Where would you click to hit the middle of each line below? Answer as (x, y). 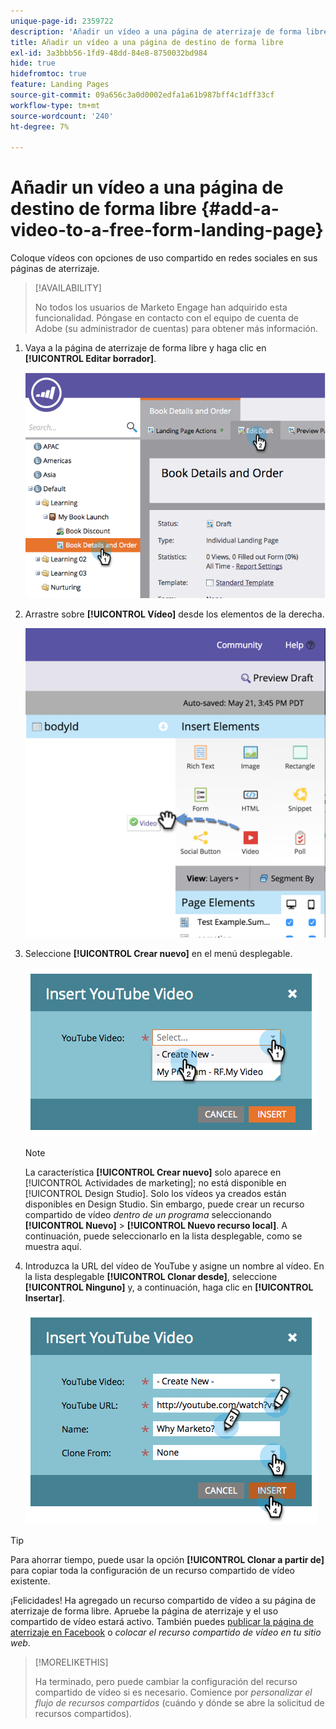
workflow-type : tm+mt (55, 105)
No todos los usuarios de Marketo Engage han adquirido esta (161, 307)
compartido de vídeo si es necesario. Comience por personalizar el (173, 1692)
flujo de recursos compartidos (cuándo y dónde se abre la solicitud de (179, 1703)
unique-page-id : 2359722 (62, 21)
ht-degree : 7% (40, 126)
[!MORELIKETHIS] (71, 1662)
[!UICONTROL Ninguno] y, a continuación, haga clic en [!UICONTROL (169, 1287)
